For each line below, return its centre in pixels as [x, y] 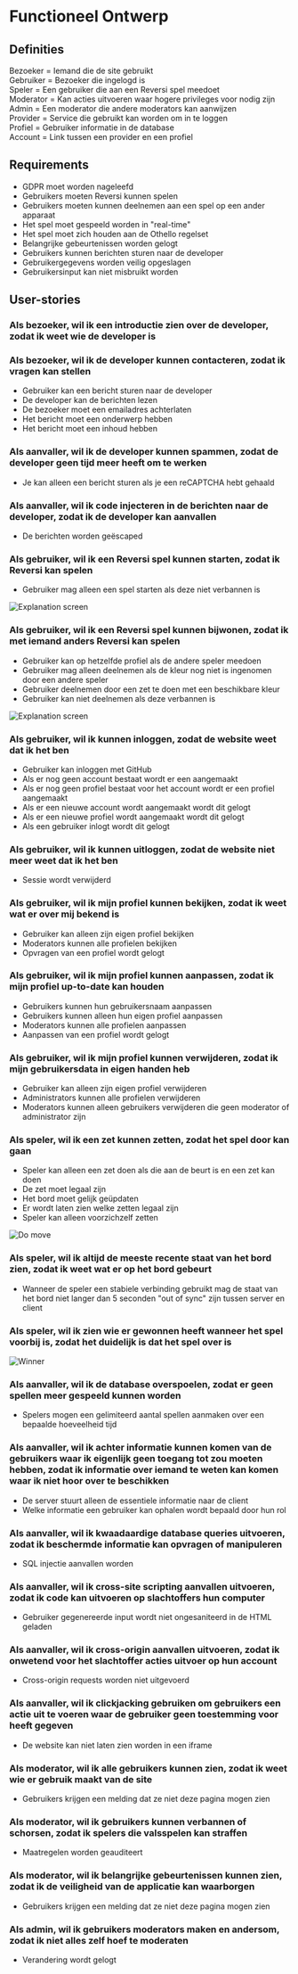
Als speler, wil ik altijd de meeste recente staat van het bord [141, 1258]
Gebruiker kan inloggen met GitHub [87, 769]
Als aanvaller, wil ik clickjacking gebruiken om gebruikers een [145, 1703]
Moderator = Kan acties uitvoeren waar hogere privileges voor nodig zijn [142, 99]
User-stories [45, 300]
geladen [37, 1627]
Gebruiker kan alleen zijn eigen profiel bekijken [108, 934]
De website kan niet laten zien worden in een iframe [117, 1745]
